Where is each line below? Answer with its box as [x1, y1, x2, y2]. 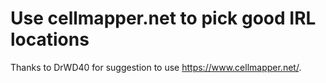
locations [10, 28, 90, 51]
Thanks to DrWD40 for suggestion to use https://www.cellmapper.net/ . [10, 61, 302, 73]
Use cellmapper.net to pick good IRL [10, 7, 317, 30]
